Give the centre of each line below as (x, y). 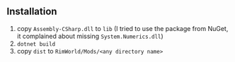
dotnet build (36, 44)
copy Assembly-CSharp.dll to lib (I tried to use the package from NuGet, (122, 28)
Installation (32, 12)
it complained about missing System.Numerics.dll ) (90, 36)
